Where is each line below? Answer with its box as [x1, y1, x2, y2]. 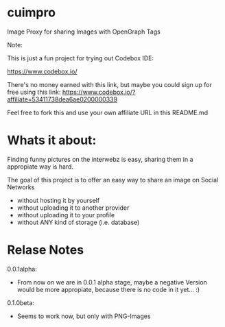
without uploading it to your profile [16, 210, 115, 219]
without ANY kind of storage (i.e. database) [16, 218, 140, 226]
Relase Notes [7, 242, 84, 258]
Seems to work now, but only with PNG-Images [16, 312, 151, 320]
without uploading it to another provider [16, 204, 130, 212]
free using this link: [7, 88, 61, 96]
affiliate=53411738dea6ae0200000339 [7, 95, 118, 104]
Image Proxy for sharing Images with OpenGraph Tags [7, 27, 161, 36]
